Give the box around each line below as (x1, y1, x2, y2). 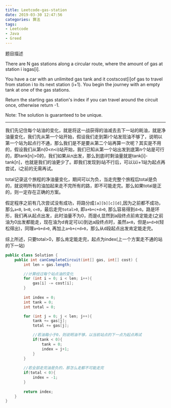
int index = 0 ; (23, 295, 56, 300)
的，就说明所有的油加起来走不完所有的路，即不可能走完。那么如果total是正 (5, 182, 162, 188)
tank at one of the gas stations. (5, 87, 70, 93)
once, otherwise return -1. (5, 102, 60, 108)
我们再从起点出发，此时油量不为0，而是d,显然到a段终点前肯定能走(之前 (14, 212, 164, 219)
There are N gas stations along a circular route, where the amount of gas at (5, 61, 163, 67)
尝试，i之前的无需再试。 (5, 165, 56, 171)
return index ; (23, 389, 53, 394)
